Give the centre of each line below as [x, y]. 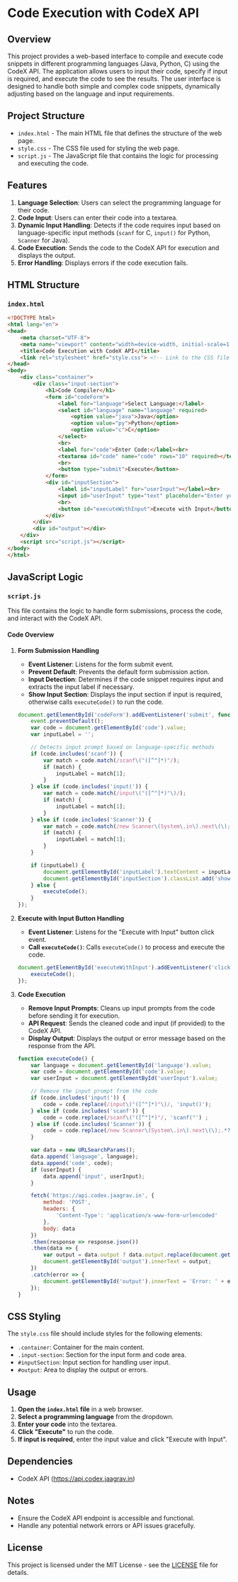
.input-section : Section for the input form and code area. [102, 1355]
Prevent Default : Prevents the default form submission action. [119, 671]
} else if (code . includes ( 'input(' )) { [90, 787]
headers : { [59, 1209]
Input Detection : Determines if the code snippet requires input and [126, 679]
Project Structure [46, 116]
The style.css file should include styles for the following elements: [105, 1333]
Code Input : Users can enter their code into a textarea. [98, 217]
